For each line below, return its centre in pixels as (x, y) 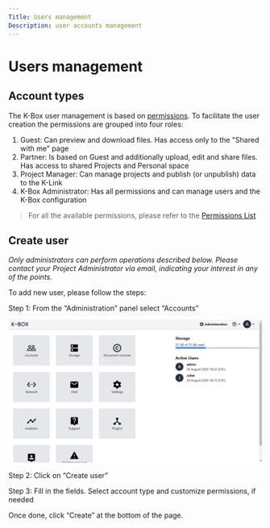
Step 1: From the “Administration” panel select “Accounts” (104, 308)
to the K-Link (41, 182)
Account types (46, 96)
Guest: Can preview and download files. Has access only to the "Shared (139, 139)
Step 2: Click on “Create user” (58, 475)
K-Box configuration (53, 200)
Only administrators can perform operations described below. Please (123, 260)
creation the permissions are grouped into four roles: (96, 124)
